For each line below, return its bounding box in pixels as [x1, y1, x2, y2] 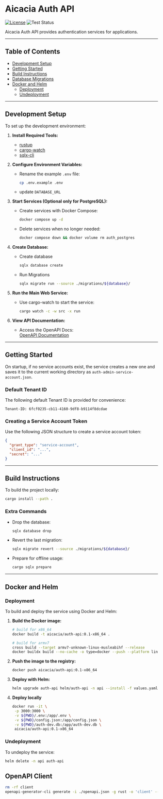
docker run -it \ [12, 704, 48, 709]
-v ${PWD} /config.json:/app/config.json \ [14, 717, 102, 722]
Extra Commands [5, 508, 47, 515]
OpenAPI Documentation [19, 332, 69, 338]
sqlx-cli [19, 152, 34, 158]
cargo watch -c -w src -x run [19, 308, 81, 314]
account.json [5, 375, 32, 380]
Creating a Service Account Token [5, 418, 87, 425]
